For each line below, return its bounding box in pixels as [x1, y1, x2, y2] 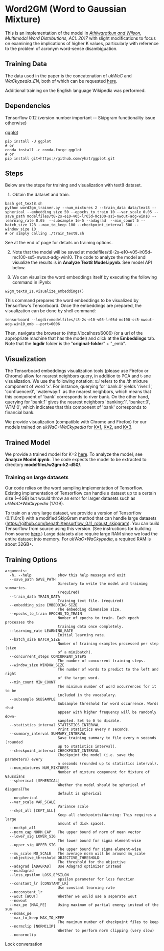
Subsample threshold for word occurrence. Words [57, 701, 159, 706]
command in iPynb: [12, 279, 51, 285]
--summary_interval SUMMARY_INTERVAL [9, 731, 87, 736]
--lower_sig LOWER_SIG [9, 834, 56, 839]
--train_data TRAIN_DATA [9, 594, 60, 599]
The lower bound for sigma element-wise [57, 838, 141, 843]
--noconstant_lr [9, 890, 43, 895]
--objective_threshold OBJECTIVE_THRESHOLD [9, 856, 99, 860]
